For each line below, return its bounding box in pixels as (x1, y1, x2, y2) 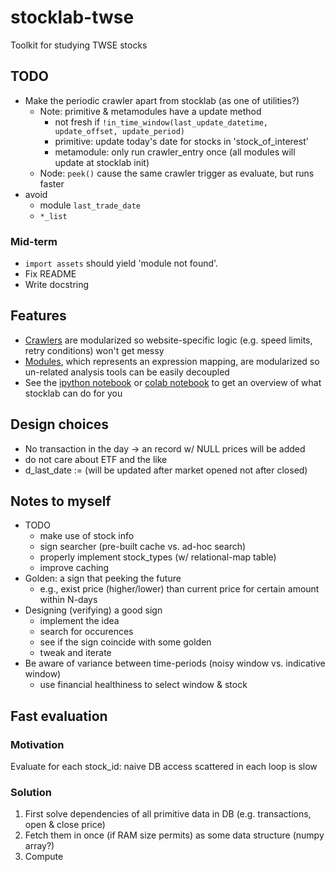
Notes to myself (10, 493, 112, 510)
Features (10, 307, 67, 325)
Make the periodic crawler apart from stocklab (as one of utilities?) (24, 94, 300, 106)
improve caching (39, 562, 110, 574)
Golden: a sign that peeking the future (24, 572, 182, 585)
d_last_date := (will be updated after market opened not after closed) (24, 464, 308, 476)
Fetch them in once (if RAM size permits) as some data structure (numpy (24, 829, 325, 841)
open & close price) (24, 819, 106, 831)
